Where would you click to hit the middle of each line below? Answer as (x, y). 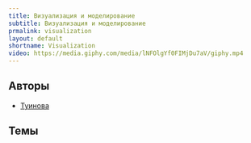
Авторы (29, 86)
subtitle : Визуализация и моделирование (77, 23)
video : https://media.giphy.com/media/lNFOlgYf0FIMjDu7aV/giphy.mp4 (126, 53)
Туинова (35, 105)
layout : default (36, 38)
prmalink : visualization (50, 31)
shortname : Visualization (52, 46)
